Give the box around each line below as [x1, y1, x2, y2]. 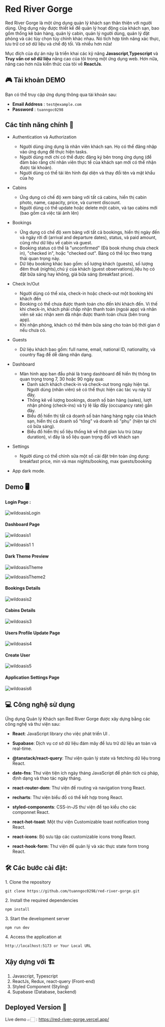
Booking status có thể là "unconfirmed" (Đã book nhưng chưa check [19, 245, 159, 251]
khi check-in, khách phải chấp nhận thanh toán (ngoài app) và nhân [19, 306, 157, 312]
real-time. [12, 746, 33, 751]
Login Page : [5, 499, 31, 505]
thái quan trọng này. [19, 255, 61, 261]
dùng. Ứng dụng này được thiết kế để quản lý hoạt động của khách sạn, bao [5, 25, 160, 31]
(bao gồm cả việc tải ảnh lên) [19, 210, 79, 216]
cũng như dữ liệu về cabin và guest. [19, 239, 93, 245]
